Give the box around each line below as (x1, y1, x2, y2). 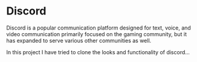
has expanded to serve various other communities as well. (6, 37, 152, 44)
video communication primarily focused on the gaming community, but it (6, 30, 187, 37)
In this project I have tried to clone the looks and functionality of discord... (6, 48, 190, 55)
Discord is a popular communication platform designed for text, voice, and (6, 24, 192, 31)
